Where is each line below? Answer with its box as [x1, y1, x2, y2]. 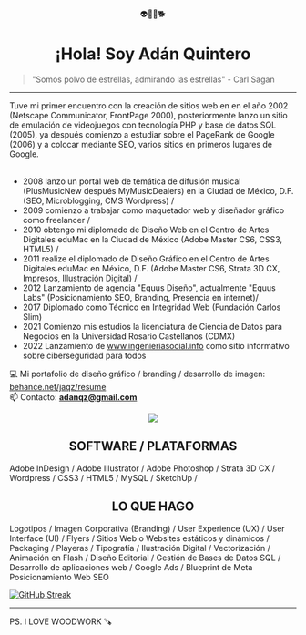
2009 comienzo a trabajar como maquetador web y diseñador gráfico [22, 204, 285, 216]
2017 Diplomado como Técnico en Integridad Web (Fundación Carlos [22, 302, 281, 312]
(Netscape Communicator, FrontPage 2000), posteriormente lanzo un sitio [9, 109, 289, 120]
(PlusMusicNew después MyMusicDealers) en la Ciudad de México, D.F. [22, 185, 294, 196]
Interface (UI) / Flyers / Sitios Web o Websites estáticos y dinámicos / [9, 532, 270, 544]
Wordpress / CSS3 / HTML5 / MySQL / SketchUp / [9, 472, 198, 483]
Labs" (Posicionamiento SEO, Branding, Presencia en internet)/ [22, 292, 260, 302]
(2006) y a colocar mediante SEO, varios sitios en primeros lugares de [9, 138, 273, 149]
